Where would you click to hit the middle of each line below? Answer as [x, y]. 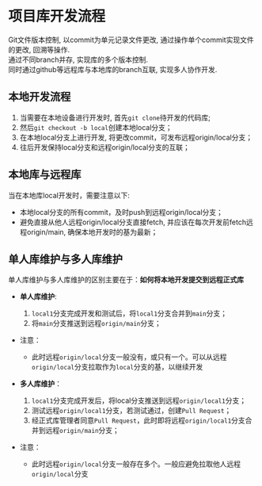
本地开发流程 [40, 97]
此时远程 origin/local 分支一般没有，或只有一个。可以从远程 [129, 357]
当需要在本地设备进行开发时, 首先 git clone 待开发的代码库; [115, 117]
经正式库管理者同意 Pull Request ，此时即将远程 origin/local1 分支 [138, 420]
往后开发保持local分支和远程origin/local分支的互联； [104, 147]
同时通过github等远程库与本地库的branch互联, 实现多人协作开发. [113, 69]
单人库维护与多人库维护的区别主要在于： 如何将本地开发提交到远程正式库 [126, 280]
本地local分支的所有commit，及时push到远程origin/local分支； [122, 212]
